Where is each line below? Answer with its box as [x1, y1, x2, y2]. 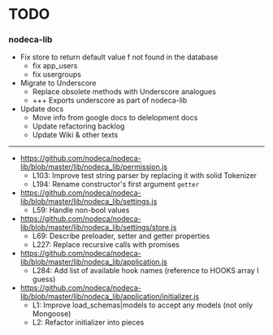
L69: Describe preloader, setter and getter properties [32, 231, 210, 241]
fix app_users [32, 61, 78, 71]
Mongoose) [32, 309, 71, 319]
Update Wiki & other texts [32, 130, 119, 140]
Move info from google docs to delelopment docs [32, 113, 198, 123]
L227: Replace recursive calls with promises [32, 240, 180, 250]
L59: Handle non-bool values [32, 205, 130, 215]
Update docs [19, 104, 64, 114]
